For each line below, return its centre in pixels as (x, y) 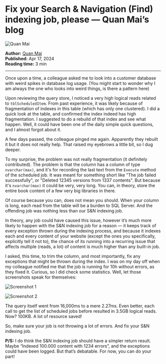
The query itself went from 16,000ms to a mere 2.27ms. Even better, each (80, 306)
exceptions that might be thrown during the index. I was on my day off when (83, 261)
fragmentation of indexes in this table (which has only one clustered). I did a (82, 108)
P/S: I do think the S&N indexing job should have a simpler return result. (78, 341)
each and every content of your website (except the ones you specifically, (81, 236)
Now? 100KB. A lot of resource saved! (44, 316)
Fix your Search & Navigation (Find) (79, 9)
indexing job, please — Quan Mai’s (77, 20)
